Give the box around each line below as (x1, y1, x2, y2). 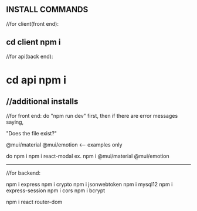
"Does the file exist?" (6, 130, 57, 137)
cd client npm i (6, 38, 61, 47)
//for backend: (6, 169, 41, 176)
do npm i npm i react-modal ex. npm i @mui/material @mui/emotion (6, 152, 170, 159)
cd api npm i (6, 73, 66, 87)
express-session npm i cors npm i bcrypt (6, 187, 106, 194)
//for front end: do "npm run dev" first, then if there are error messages (6, 112, 178, 119)
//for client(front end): (6, 20, 59, 27)
